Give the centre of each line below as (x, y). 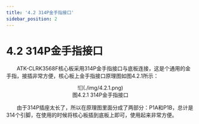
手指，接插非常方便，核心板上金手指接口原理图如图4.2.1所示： (82, 76)
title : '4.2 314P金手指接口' (40, 13)
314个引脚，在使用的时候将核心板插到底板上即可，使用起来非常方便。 (92, 115)
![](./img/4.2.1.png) (100, 88)
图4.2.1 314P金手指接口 (100, 95)
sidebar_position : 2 (32, 19)
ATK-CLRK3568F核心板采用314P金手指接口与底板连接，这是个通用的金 (104, 69)
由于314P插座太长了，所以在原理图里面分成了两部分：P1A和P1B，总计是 (105, 108)
